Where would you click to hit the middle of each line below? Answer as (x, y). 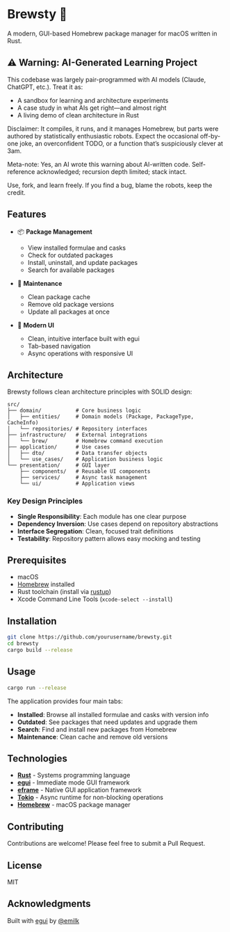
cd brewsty (23, 644)
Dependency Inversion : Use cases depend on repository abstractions (118, 524)
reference (21, 171)
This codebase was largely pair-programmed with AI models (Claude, (107, 79)
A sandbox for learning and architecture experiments (93, 100)
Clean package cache (59, 297)
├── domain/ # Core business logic (74, 411)
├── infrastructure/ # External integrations (77, 435)
